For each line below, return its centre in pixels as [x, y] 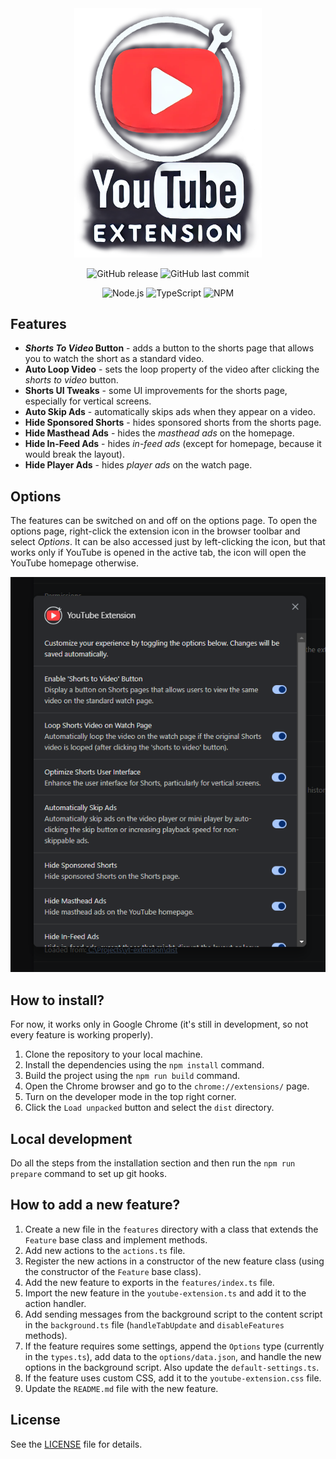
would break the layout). [74, 454]
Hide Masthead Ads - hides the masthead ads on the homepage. [159, 433]
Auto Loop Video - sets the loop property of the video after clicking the [172, 369]
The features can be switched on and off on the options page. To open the [164, 521]
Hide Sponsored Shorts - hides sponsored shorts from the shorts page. [173, 423]
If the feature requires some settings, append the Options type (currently [174, 1346]
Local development [71, 1138]
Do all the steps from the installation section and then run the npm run [153, 1163]
